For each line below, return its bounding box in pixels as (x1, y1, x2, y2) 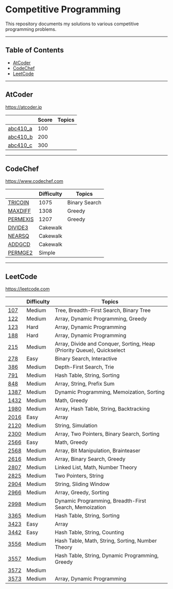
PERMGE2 (8, 249, 33, 256)
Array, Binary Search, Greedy (55, 456, 126, 463)
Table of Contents (5, 46, 64, 55)
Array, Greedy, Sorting (55, 489, 109, 496)
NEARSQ (8, 233, 29, 240)
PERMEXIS (8, 216, 34, 223)
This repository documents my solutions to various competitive (5, 21, 139, 27)
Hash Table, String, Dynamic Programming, (55, 552, 159, 559)
